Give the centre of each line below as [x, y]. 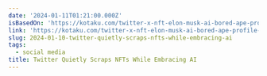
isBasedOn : [26, 23]
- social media [41, 52]
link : [17, 30]
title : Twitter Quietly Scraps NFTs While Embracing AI [103, 60]
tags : [17, 45]
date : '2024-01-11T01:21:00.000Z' [66, 15]
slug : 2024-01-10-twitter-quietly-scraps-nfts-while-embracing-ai [120, 38]
